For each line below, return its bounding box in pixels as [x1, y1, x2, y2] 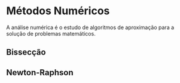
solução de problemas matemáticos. [6, 30, 96, 37]
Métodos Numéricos [6, 4, 110, 18]
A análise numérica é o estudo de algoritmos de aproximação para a [6, 24, 175, 31]
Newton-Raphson [6, 67, 74, 78]
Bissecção [6, 47, 46, 58]
